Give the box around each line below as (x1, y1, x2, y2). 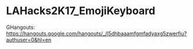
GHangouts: (6, 24, 35, 31)
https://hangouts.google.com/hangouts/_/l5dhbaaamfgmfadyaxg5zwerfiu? (6, 30, 187, 37)
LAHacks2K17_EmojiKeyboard (6, 4, 156, 18)
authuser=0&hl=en (6, 36, 52, 43)
